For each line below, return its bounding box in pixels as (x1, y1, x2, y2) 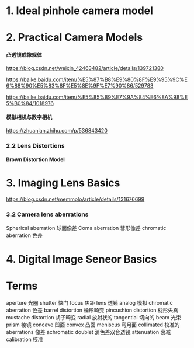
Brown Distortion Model (6, 156, 65, 163)
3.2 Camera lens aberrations (6, 210, 89, 218)
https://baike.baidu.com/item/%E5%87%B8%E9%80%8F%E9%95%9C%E (6, 76, 188, 83)
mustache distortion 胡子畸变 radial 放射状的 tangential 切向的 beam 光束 (6, 314, 182, 321)
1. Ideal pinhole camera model (6, 4, 154, 18)
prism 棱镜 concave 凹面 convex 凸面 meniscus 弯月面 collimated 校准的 (6, 321, 180, 328)
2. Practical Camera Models (6, 31, 143, 44)
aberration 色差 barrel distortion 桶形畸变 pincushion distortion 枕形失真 (6, 307, 178, 314)
